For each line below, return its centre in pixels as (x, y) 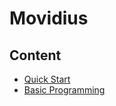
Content (35, 55)
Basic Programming (64, 90)
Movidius (49, 18)
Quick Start (47, 79)
